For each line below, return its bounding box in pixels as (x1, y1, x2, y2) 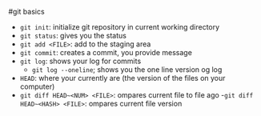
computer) (19, 82, 55, 91)
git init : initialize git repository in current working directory (19, 22, 220, 31)
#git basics (8, 7, 46, 16)
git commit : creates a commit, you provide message (19, 48, 192, 57)
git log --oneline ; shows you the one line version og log (31, 65, 223, 74)
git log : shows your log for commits (19, 56, 142, 66)
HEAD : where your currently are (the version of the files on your (19, 74, 226, 82)
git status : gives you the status (19, 31, 126, 40)
